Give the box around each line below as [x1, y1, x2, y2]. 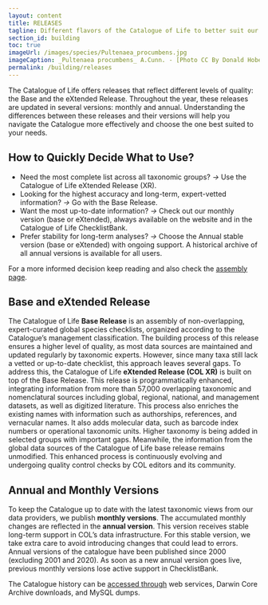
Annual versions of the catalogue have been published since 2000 [8, 547, 227, 556]
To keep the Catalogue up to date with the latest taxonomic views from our [8, 505, 254, 514]
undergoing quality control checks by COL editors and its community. [8, 460, 237, 470]
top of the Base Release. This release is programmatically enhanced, [8, 375, 234, 385]
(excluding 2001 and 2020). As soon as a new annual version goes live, [8, 556, 242, 565]
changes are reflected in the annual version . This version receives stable [8, 521, 250, 531]
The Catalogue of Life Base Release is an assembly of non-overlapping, [8, 316, 245, 326]
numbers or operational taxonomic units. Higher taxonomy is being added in [8, 426, 258, 436]
